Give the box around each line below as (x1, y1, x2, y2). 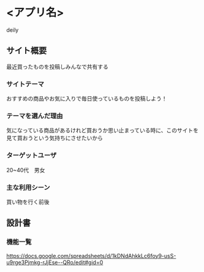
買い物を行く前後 (6, 198, 50, 205)
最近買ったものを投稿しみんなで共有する (6, 62, 108, 70)
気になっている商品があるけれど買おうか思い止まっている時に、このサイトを (6, 127, 199, 134)
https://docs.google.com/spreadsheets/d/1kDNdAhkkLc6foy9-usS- (6, 252, 176, 259)
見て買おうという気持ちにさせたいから (6, 134, 103, 142)
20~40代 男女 (6, 166, 45, 173)
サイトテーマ (6, 80, 45, 88)
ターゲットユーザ (6, 151, 57, 160)
